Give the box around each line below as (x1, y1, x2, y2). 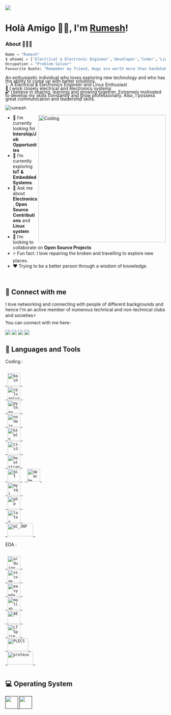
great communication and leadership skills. (5, 96, 96, 102)
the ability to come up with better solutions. (5, 78, 96, 84)
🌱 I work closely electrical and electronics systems (5, 85, 111, 91)
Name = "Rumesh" (5, 52, 40, 57)
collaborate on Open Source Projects (12, 244, 92, 251)
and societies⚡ (5, 312, 37, 318)
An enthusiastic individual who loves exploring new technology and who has (5, 74, 165, 80)
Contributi (12, 212, 35, 218)
